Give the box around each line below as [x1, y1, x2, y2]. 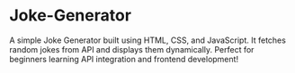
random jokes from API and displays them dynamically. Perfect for [9, 44, 255, 54]
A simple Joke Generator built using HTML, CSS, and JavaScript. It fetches [9, 35, 286, 45]
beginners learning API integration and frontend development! [9, 53, 239, 64]
